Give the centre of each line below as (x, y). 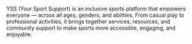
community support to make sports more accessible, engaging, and (91, 28)
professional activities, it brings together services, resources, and (88, 21)
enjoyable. (19, 34)
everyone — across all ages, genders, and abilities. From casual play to (95, 15)
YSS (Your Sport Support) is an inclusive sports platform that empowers (96, 9)
